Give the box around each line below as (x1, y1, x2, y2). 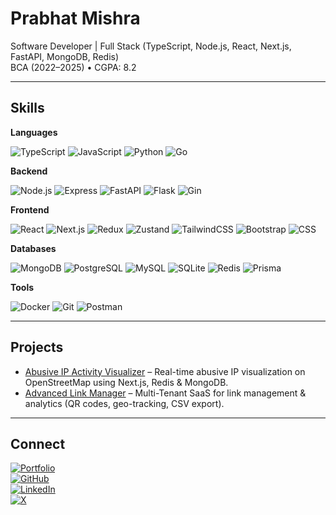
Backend (10, 165, 48, 177)
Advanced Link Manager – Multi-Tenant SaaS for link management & (24, 387, 307, 399)
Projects (10, 339, 64, 356)
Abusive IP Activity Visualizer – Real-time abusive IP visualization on (24, 365, 306, 377)
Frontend (10, 203, 50, 216)
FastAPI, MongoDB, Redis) (10, 50, 120, 62)
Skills (10, 100, 45, 117)
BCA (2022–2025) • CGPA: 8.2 (10, 61, 137, 73)
